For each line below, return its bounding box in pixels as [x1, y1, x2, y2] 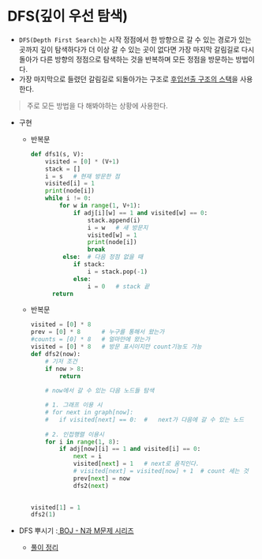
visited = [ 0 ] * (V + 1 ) [45, 157, 120, 166]
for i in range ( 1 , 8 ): [45, 437, 120, 446]
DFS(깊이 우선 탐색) [7, 7, 128, 25]
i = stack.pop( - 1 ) [87, 268, 148, 276]
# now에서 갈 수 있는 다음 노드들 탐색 [45, 387, 155, 395]
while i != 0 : [45, 194, 92, 202]
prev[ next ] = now [73, 475, 131, 482]
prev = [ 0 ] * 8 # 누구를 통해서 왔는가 [30, 328, 165, 336]
